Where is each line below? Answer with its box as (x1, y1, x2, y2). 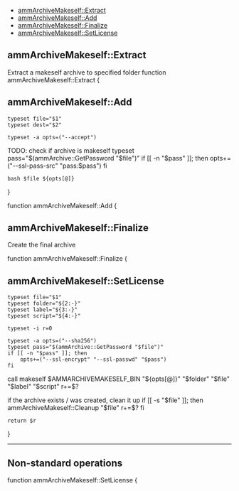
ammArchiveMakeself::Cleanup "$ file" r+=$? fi (7, 404, 144, 412)
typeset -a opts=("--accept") (7, 134, 97, 141)
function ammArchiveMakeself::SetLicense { (7, 476, 137, 485)
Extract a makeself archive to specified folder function (7, 68, 166, 77)
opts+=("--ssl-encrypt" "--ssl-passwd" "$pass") (20, 356, 167, 363)
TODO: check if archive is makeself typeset (7, 146, 134, 155)
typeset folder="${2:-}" (7, 300, 81, 308)
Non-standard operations (7, 457, 123, 469)
